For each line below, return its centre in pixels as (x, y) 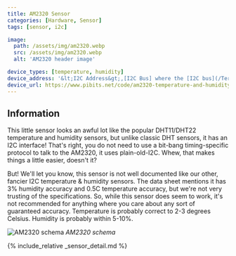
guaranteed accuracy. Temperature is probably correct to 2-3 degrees (109, 211)
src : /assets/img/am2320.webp (58, 53)
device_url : (25, 85)
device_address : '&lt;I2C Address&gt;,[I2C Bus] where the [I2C (103, 78)
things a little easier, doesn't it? (52, 160)
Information (34, 113)
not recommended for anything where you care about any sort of (101, 204)
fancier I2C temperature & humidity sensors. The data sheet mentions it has (117, 181)
